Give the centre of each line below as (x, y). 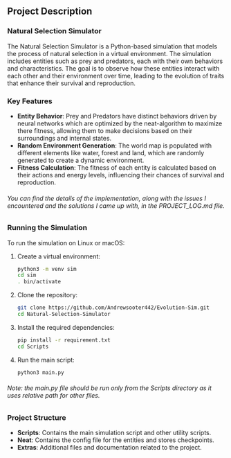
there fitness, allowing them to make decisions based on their (105, 130)
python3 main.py (40, 372)
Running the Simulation (47, 228)
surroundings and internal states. (64, 138)
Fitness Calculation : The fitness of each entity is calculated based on (117, 167)
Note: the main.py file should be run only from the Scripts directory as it (110, 388)
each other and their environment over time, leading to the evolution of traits (116, 76)
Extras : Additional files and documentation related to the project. (109, 448)
